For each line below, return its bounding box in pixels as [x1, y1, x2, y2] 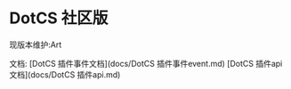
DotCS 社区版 [9, 8, 109, 28]
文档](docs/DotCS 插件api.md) [9, 69, 121, 80]
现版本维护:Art [9, 39, 62, 50]
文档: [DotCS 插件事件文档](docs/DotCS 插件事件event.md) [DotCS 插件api [9, 58, 283, 69]
